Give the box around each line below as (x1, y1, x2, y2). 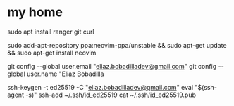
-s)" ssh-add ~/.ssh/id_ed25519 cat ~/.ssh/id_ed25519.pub (25, 91, 196, 99)
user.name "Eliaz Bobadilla (27, 69, 104, 78)
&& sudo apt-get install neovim (7, 48, 97, 57)
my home (7, 4, 63, 20)
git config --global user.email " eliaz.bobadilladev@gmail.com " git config (7, 62, 217, 70)
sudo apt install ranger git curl (7, 27, 94, 36)
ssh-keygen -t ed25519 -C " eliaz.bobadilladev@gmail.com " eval (7, 83, 194, 91)
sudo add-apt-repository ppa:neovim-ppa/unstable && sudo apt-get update (7, 41, 227, 49)
